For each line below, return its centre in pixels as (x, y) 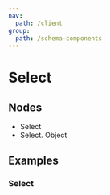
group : (19, 30)
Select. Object (43, 135)
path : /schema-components (59, 38)
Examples (33, 160)
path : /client (39, 23)
